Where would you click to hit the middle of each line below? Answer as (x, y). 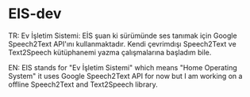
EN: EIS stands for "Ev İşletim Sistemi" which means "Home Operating (123, 67)
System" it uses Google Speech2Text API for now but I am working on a (125, 76)
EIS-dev (35, 14)
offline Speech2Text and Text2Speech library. (83, 84)
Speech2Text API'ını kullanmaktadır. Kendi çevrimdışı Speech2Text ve (122, 43)
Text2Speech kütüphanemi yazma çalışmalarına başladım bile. (110, 52)
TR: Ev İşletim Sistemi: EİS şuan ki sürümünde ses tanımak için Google (123, 35)
